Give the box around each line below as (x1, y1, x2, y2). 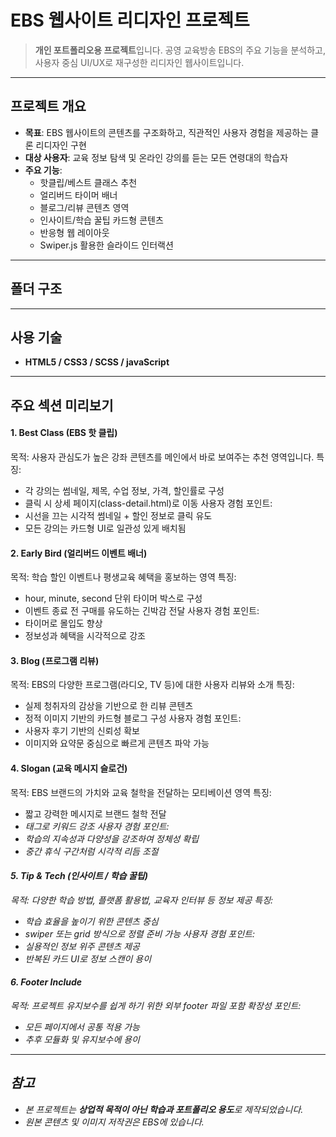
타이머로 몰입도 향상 (24, 617, 103, 630)
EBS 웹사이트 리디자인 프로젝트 (10, 9, 250, 32)
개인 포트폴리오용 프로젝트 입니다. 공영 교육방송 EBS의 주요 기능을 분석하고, (34, 44, 326, 56)
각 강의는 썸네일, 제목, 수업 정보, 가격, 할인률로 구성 (24, 484, 225, 496)
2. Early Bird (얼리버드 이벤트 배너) (10, 547, 148, 559)
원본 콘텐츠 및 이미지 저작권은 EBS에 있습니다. (24, 1116, 205, 1128)
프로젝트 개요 (10, 98, 87, 115)
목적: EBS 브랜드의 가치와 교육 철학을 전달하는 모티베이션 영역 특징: (10, 786, 272, 798)
